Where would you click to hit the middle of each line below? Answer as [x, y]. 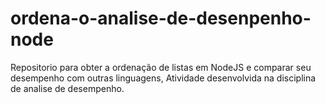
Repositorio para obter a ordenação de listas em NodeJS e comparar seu [161, 67]
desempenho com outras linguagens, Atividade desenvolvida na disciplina [163, 78]
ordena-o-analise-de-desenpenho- [161, 18]
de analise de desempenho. [67, 88]
